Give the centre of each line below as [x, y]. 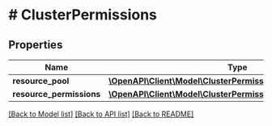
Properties [36, 45]
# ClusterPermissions [83, 15]
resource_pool [41, 81]
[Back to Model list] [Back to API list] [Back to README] [101, 114]
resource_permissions [57, 94]
